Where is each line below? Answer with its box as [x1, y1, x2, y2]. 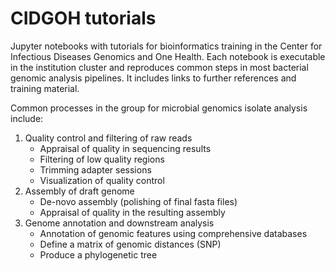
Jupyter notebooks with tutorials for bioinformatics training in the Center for [10, 40, 323, 52]
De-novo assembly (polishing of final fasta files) [39, 195, 238, 207]
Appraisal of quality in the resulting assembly [39, 206, 226, 218]
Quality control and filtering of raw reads [24, 132, 193, 144]
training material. [10, 82, 80, 94]
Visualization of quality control [39, 174, 165, 186]
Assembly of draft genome [24, 185, 135, 197]
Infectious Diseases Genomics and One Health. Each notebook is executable [10, 50, 326, 62]
